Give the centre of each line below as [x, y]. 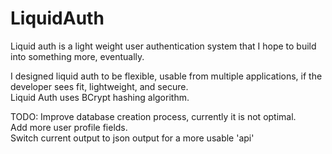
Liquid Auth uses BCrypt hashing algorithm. [100, 97]
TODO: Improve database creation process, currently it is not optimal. [153, 116]
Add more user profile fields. [69, 127]
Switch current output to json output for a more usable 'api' [132, 138]
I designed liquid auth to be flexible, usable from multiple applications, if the [166, 76]
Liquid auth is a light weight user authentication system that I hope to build [163, 46]
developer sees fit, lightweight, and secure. [99, 86]
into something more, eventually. [77, 56]
